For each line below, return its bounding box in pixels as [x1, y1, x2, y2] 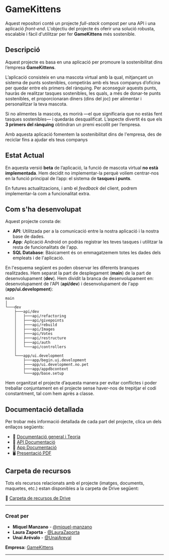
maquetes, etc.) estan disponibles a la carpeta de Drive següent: [5, 485, 139, 491]
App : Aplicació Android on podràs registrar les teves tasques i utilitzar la [12, 239, 163, 245]
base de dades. [12, 234, 45, 240]
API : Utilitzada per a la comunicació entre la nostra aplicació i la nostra [12, 228, 159, 234]
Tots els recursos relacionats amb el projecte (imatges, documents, [5, 480, 145, 486]
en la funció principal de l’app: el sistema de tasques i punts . [5, 175, 132, 181]
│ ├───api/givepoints [14, 318, 64, 323]
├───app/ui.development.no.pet [23, 362, 89, 367]
